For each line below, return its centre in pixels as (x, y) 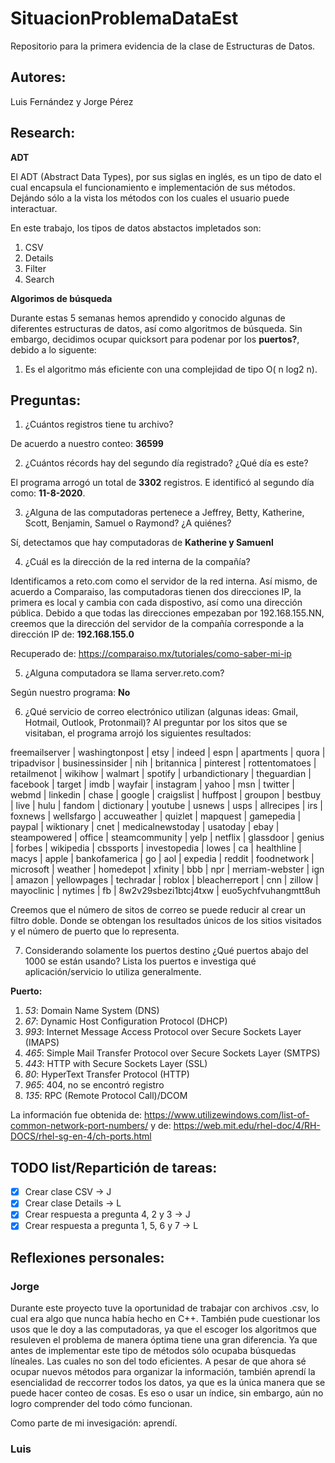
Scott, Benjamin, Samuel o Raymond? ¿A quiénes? (128, 523)
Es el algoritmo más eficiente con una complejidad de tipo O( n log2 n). (171, 369)
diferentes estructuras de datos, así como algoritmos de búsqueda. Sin (156, 328)
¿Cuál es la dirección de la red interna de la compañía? (137, 562)
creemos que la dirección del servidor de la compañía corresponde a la (157, 624)
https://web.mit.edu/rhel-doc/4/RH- (247, 1126)
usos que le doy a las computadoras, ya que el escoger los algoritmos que (163, 1329)
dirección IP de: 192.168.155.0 (72, 634)
